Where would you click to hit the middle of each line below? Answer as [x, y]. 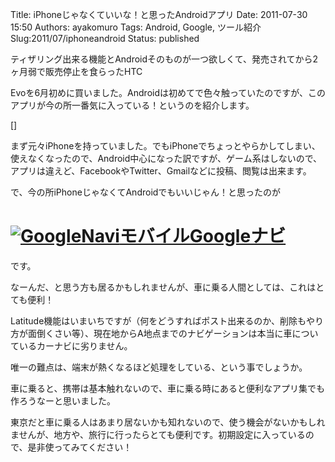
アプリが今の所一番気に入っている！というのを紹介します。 [132, 105]
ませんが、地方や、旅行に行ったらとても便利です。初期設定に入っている [158, 434]
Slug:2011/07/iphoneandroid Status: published [105, 38]
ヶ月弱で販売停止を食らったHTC [76, 71]
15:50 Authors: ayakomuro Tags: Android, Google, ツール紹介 [136, 27]
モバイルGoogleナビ [203, 236]
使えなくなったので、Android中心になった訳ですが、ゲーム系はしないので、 [166, 158]
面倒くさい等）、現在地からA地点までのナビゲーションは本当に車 [160, 333]
